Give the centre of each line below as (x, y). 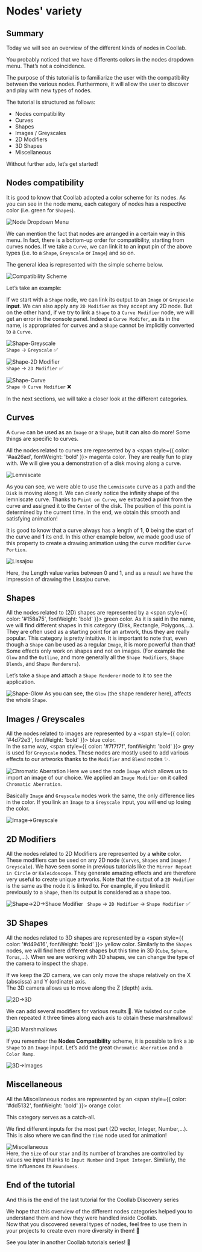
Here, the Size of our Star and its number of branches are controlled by (95, 1153)
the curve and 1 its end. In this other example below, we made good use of (99, 536)
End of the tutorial (41, 1185)
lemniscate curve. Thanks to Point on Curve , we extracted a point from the (99, 499)
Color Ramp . (21, 1054)
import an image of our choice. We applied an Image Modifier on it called (97, 778)
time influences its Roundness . (43, 1166)
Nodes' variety (44, 11)
